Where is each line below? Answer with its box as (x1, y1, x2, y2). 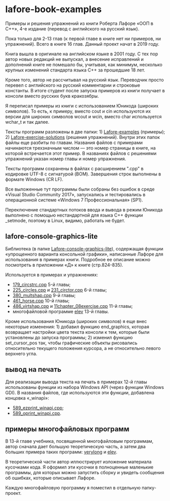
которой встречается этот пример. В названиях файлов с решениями (5, 150, 157, 156)
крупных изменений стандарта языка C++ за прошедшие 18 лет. (5, 67, 146, 73)
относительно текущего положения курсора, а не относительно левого (5, 345, 161, 351)
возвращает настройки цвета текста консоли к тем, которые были (5, 329, 150, 335)
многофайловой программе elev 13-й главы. (12, 308, 109, 314)
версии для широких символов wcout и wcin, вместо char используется (5, 113, 162, 120)
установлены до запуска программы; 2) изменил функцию (5, 334, 133, 340)
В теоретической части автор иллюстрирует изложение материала (5, 459, 152, 465)
